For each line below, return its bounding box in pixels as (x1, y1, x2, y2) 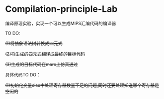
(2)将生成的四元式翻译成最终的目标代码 (5, 51, 85, 57)
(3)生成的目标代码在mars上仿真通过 (5, 61, 78, 67)
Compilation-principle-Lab (5, 3, 118, 15)
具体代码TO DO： (5, 71, 41, 77)
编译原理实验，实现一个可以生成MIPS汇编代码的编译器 (5, 20, 116, 26)
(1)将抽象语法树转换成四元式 (5, 40, 63, 46)
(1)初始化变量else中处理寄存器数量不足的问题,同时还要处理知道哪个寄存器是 (5, 82, 160, 88)
